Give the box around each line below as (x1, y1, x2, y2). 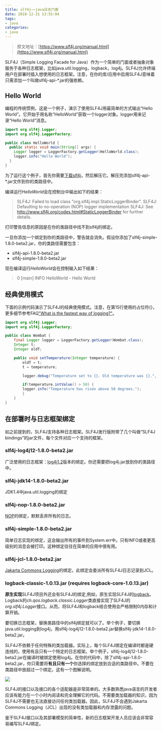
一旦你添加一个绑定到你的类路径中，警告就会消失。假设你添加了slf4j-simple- (5, 234, 158, 240)
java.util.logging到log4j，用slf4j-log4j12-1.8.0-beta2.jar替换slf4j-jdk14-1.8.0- (5, 626, 157, 632)
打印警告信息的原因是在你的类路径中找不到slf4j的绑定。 (5, 224, 115, 230)
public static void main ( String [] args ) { (9, 145, 96, 150)
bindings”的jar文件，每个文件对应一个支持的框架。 (5, 435, 105, 440)
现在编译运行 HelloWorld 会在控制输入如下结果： (5, 265, 99, 271)
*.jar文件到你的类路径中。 (5, 178, 56, 184)
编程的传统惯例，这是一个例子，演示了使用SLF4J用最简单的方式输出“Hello (5, 105, 153, 111)
